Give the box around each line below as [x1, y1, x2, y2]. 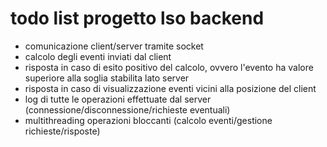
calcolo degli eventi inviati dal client [24, 50, 172, 62]
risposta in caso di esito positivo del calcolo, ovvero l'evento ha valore [24, 61, 314, 73]
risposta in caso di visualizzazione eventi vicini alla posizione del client [24, 82, 317, 94]
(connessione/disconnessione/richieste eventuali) [24, 103, 231, 116]
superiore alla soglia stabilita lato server [24, 72, 190, 84]
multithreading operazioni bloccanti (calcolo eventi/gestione [24, 114, 273, 126]
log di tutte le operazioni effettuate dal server [24, 93, 212, 105]
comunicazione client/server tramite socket [24, 40, 204, 52]
